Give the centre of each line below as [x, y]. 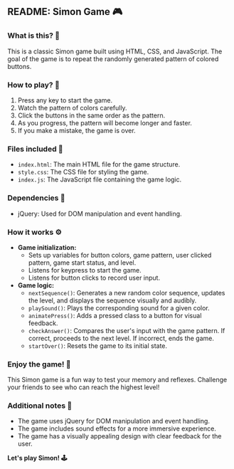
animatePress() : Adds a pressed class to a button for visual [115, 315]
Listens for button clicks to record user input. [94, 278]
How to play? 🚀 [34, 85]
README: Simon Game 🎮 [65, 12]
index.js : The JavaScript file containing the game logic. [100, 179]
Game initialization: [47, 247]
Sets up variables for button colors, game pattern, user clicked [120, 255]
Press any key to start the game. [65, 100]
